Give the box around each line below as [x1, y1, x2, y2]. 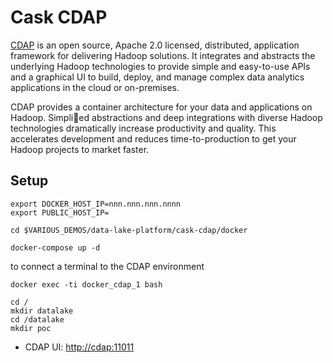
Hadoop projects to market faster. [10, 143, 150, 155]
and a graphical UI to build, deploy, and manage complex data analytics [10, 71, 305, 83]
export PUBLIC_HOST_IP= [10, 207, 110, 218]
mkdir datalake [10, 306, 74, 316]
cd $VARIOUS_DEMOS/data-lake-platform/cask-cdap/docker [10, 225, 248, 235]
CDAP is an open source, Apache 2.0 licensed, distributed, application [10, 39, 300, 51]
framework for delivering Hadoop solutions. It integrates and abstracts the [10, 49, 316, 61]
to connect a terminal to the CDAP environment [10, 260, 205, 272]
